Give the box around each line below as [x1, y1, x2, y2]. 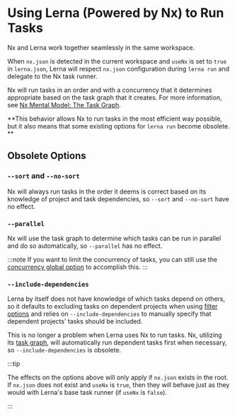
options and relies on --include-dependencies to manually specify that [7, 309, 212, 319]
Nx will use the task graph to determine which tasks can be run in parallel [7, 234, 221, 242]
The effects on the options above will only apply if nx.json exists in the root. [7, 373, 229, 382]
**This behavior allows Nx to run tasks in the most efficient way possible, [7, 114, 223, 123]
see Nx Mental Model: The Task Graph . [7, 100, 122, 109]
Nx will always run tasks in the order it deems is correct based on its [7, 187, 207, 196]
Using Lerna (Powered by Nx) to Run [7, 5, 224, 21]
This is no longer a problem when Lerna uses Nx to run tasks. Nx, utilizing [7, 331, 223, 340]
